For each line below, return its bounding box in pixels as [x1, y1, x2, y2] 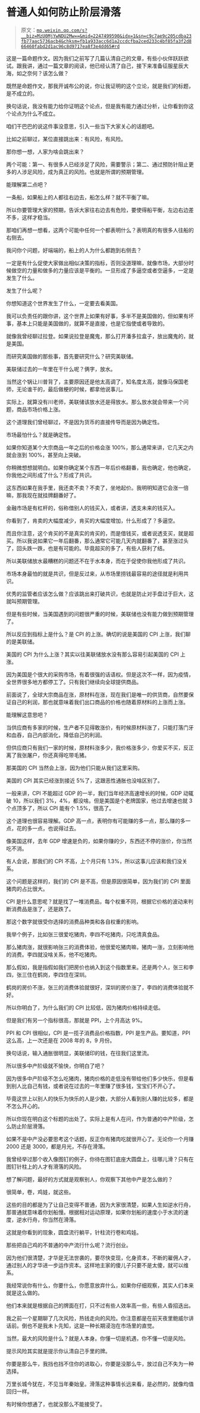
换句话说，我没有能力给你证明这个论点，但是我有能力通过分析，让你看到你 [6, 102, 189, 109]
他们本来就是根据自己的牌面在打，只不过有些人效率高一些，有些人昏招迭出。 [6, 1302, 194, 1309]
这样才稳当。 [21, 213, 54, 221]
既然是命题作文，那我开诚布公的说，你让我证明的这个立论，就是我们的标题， [6, 82, 194, 90]
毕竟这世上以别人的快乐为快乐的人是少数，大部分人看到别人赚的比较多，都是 [6, 1095, 194, 1102]
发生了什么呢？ [6, 287, 43, 294]
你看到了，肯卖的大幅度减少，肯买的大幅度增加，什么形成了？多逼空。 [6, 517, 179, 524]
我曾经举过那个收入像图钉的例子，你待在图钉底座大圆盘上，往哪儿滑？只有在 [6, 1155, 194, 1163]
